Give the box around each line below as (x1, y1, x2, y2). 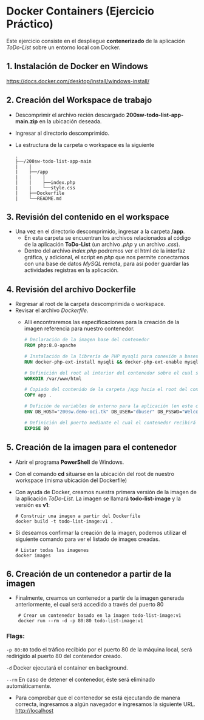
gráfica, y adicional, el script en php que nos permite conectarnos (24, 254, 189, 261)
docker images (15, 552, 51, 559)
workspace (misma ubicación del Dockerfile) (15, 477, 127, 484)
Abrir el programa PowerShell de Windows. (15, 458, 124, 466)
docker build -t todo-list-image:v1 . (15, 518, 114, 525)
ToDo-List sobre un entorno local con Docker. (6, 44, 121, 51)
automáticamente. (6, 682, 52, 690)
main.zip (15, 117, 38, 125)
